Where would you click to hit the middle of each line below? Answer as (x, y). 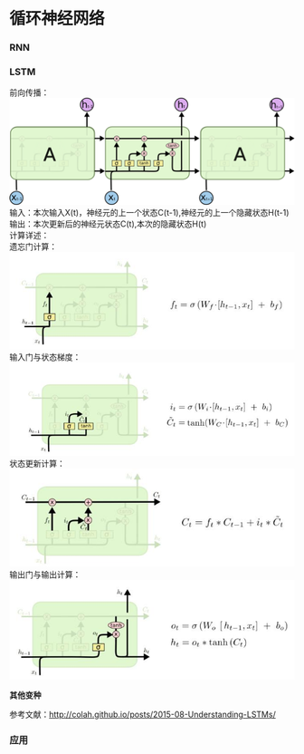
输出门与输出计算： (45, 575)
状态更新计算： (37, 463)
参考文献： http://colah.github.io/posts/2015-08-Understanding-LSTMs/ (142, 714)
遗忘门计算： (33, 246)
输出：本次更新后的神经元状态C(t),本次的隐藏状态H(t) (108, 224)
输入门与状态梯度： (45, 357)
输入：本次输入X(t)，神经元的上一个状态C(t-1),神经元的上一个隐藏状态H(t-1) (149, 213)
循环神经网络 (57, 19)
